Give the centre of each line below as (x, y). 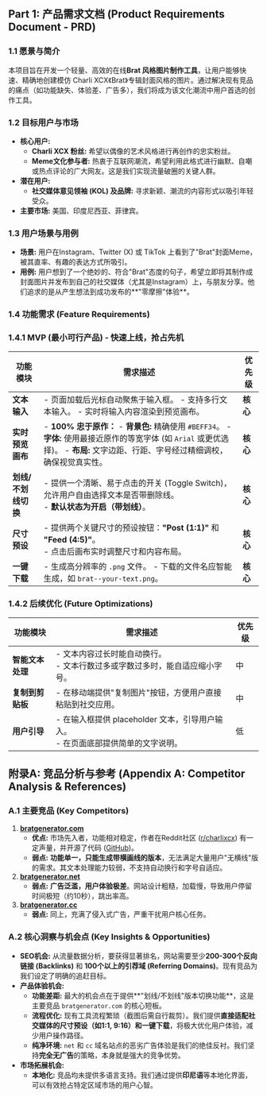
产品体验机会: (42, 985)
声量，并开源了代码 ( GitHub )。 (89, 848)
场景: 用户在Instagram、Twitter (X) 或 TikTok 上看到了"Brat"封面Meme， (138, 252)
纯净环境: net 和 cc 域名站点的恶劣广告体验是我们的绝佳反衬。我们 (139, 1045)
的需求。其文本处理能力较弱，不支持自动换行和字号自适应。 (129, 867)
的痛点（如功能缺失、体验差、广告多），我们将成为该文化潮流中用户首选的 (128, 90)
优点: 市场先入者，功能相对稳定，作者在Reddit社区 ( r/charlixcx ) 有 (139, 838)
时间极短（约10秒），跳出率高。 (82, 896)
